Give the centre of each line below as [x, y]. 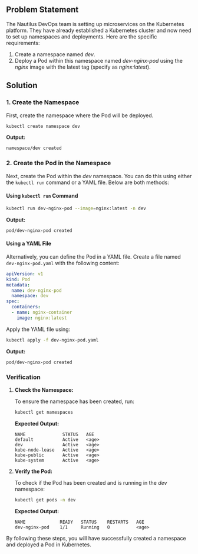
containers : [26, 307]
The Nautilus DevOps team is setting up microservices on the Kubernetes [95, 24]
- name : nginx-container [42, 313]
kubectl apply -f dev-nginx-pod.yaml [52, 340]
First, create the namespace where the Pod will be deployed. [80, 115]
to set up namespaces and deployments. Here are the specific [82, 36]
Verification [24, 377]
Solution [22, 86]
